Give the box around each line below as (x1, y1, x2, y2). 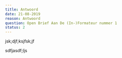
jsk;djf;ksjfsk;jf (5, 38, 35, 44)
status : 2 (5, 25, 25, 30)
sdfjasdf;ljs (5, 48, 27, 54)
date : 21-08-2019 (5, 12, 41, 16)
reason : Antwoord (5, 16, 41, 21)
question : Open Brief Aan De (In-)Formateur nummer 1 (5, 20, 118, 26)
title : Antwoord (5, 7, 38, 12)
